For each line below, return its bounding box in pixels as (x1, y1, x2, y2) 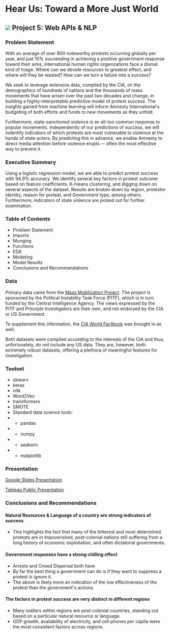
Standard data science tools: (12, 409, 73, 416)
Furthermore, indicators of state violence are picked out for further (5, 197, 145, 204)
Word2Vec (12, 393, 35, 399)
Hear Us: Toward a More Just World (5, 3, 159, 15)
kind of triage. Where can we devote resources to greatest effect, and (5, 66, 152, 72)
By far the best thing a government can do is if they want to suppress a (12, 568, 162, 574)
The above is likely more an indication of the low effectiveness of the (12, 579, 157, 585)
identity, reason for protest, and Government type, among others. (5, 192, 142, 198)
